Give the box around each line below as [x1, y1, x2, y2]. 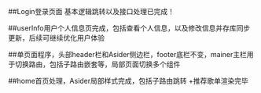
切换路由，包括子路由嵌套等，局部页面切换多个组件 [14, 59, 181, 69]
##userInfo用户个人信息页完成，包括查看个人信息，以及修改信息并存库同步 [8, 23, 251, 33]
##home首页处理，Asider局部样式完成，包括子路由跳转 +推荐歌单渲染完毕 [8, 77, 249, 85]
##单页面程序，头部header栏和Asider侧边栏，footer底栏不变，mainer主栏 [8, 50, 248, 59]
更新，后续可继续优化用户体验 [8, 34, 105, 42]
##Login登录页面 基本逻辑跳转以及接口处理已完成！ [8, 7, 175, 16]
